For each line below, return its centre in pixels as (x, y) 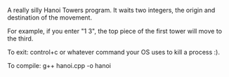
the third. (20, 38)
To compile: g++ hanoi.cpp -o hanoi (59, 65)
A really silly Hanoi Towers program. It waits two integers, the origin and (111, 10)
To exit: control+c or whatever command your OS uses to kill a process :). (113, 52)
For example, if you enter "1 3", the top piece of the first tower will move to (115, 31)
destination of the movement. (50, 17)
